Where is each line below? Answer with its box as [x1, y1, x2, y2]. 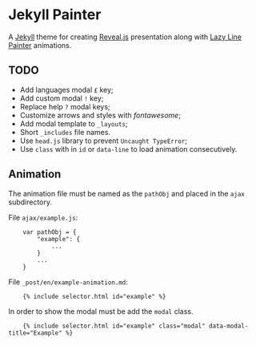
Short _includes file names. [19, 127, 110, 137]
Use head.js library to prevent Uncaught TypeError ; [19, 136, 188, 145]
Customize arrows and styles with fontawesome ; [19, 110, 182, 120]
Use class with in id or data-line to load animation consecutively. [19, 144, 238, 153]
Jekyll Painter [8, 6, 102, 24]
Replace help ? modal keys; [19, 101, 110, 111]
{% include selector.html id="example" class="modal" [22, 322, 206, 330]
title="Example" [8, 329, 62, 337]
